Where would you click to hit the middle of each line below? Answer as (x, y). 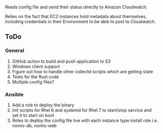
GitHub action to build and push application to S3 (61, 61)
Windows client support (36, 66)
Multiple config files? (33, 82)
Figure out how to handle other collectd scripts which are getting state (82, 71)
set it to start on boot (33, 115)
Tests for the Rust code (36, 77)
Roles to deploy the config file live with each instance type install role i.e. (85, 120)
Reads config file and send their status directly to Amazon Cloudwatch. (76, 7)
